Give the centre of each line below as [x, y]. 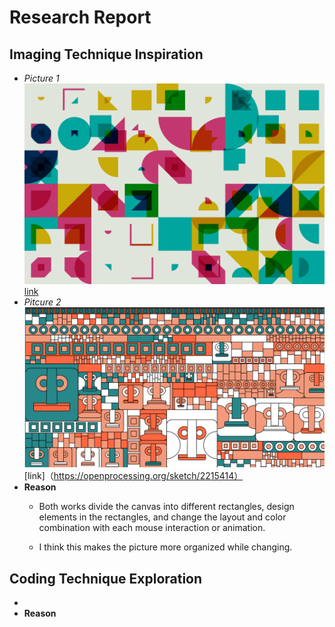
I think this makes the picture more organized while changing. [165, 547]
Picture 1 [41, 78]
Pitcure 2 [42, 302]
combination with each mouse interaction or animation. [152, 528]
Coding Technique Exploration [106, 578]
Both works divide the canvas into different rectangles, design [166, 507]
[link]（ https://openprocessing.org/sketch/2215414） [133, 476]
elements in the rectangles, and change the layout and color [162, 517]
